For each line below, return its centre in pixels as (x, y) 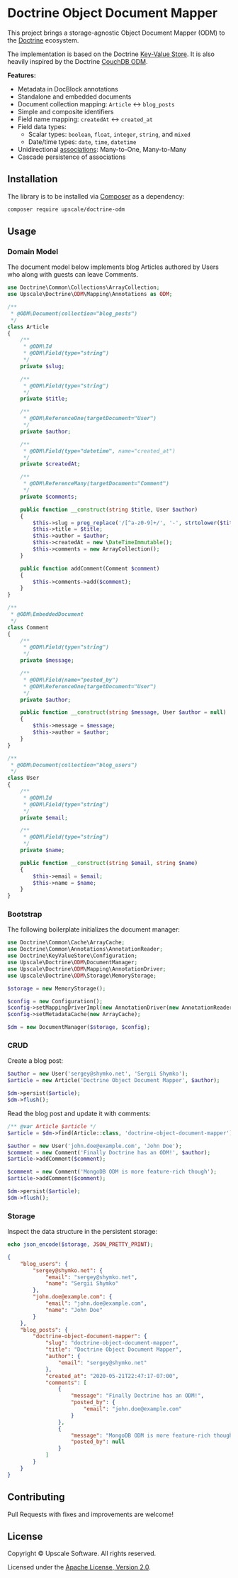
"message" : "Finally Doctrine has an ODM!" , (137, 1396)
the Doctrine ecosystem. (43, 40)
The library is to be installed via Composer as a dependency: (96, 196)
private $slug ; (42, 366)
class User (23, 778)
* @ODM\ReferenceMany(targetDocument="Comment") (96, 484)
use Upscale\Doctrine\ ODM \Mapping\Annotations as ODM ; (90, 294)
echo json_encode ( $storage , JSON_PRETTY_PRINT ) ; (80, 1245)
